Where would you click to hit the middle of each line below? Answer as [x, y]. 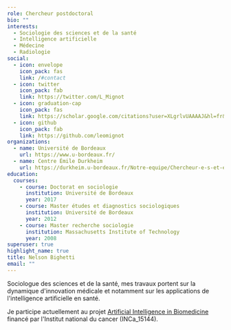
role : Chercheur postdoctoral [51, 13]
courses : [26, 180]
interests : [23, 26]
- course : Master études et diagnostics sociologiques [100, 206]
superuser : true [30, 245]
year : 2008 [41, 238]
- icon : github [35, 123]
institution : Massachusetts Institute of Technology [102, 232]
